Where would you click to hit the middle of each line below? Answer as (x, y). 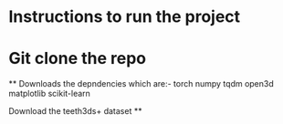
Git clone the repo (78, 59)
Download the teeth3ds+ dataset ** (75, 111)
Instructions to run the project (125, 17)
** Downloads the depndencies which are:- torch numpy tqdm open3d (141, 84)
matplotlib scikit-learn (49, 94)
